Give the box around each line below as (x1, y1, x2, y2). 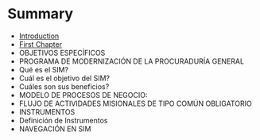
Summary (7, 5, 73, 23)
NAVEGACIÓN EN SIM (18, 124, 91, 134)
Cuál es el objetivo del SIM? (18, 73, 111, 83)
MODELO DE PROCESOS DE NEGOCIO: (18, 90, 148, 99)
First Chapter (18, 39, 63, 49)
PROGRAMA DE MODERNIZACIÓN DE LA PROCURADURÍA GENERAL (18, 56, 244, 66)
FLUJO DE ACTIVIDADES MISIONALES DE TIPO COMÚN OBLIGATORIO (18, 99, 252, 108)
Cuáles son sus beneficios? (18, 81, 110, 91)
